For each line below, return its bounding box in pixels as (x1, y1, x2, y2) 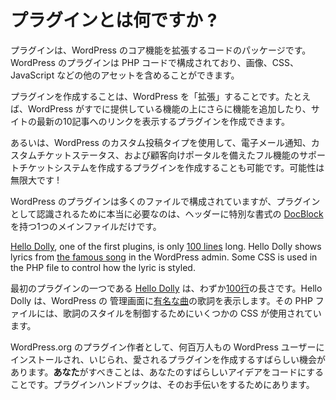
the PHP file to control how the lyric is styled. (10, 261, 196, 273)
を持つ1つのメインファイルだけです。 (10, 220, 162, 232)
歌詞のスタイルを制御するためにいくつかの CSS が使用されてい (62, 307, 322, 319)
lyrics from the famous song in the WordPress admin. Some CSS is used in (10, 251, 318, 263)
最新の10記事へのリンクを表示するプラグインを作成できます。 (36, 115, 291, 127)
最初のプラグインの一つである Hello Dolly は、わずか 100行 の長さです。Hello (10, 282, 323, 294)
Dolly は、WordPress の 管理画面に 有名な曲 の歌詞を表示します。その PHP (10, 294, 313, 306)
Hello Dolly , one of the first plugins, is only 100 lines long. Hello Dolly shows (10, 240, 322, 252)
